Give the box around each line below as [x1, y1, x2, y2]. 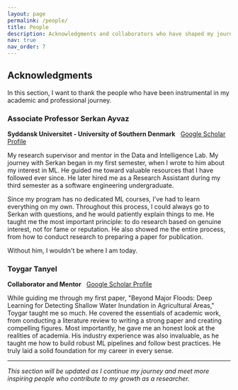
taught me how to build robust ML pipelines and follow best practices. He [7, 339, 221, 347]
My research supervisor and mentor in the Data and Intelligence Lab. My [7, 151, 219, 160]
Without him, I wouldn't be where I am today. [7, 246, 138, 255]
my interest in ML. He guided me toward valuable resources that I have [7, 166, 214, 174]
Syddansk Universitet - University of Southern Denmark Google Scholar [7, 130, 226, 138]
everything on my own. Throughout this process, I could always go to [7, 203, 210, 211]
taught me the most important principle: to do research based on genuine [7, 218, 222, 226]
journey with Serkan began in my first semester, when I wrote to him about [7, 159, 225, 167]
